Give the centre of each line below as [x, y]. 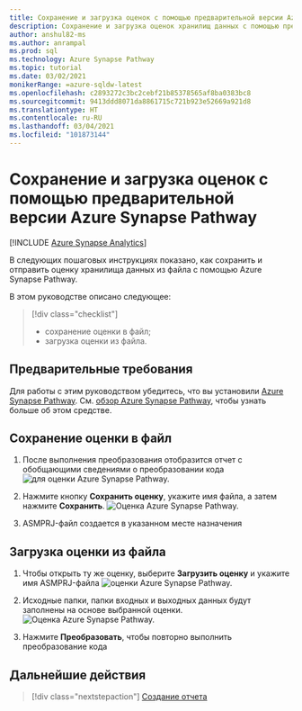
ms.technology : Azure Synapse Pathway [82, 59]
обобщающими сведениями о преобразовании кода [123, 470]
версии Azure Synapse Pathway [133, 218]
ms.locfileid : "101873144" [60, 135]
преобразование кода [65, 647]
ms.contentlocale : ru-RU [56, 118]
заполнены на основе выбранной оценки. [102, 610]
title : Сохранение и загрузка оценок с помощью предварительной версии [146, 18]
